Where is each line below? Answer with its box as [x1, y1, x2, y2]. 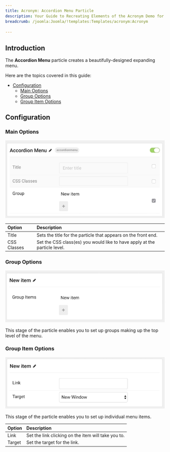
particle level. [36, 244, 65, 250]
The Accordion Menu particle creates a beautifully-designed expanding [5, 57, 155, 63]
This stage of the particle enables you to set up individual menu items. [5, 414, 152, 420]
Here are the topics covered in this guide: [5, 73, 92, 79]
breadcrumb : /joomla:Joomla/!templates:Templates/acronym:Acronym [5, 19, 148, 24]
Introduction [5, 44, 46, 52]
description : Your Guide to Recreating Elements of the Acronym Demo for [5, 13, 164, 19]
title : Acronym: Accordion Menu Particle [5, 8, 94, 13]
